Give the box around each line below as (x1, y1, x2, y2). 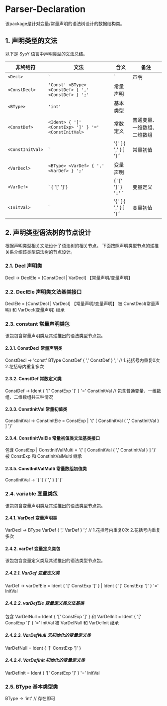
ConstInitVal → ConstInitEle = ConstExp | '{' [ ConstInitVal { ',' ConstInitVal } (5, 418, 160, 424)
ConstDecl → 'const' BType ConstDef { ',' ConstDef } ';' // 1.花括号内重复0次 (5, 357, 160, 363)
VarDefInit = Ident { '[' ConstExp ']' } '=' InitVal (5, 670, 100, 676)
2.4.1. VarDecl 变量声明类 (5, 515, 57, 521)
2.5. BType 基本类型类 (5, 683, 58, 690)
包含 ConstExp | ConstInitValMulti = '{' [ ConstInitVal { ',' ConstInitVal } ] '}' (5, 447, 157, 453)
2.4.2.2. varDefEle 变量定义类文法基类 (5, 600, 84, 606)
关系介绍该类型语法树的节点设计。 (5, 249, 75, 255)
